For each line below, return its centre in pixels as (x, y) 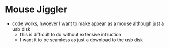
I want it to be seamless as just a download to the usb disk (81, 40)
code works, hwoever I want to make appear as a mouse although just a (88, 23)
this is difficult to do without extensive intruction (70, 34)
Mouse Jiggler (36, 9)
